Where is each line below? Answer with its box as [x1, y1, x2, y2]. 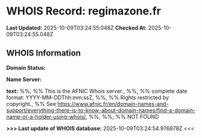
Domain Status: [6, 64, 46, 71]
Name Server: [6, 75, 42, 83]
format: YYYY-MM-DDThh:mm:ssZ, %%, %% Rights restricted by [6, 93, 169, 101]
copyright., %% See [6, 100, 56, 107]
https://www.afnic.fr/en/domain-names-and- [57, 100, 169, 107]
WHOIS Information [6, 48, 81, 58]
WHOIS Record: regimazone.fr [6, 4, 162, 18]
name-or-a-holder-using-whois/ [6, 113, 86, 120]
